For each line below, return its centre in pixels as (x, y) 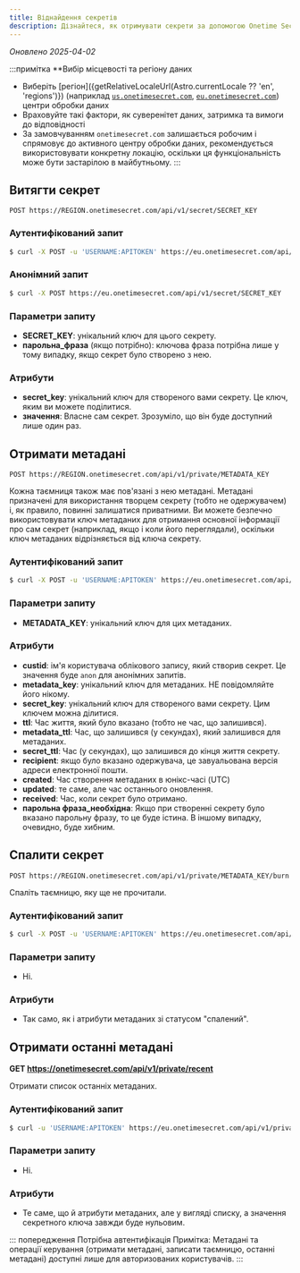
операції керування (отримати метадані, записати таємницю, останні (142, 1249)
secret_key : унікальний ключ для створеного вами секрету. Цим (146, 703)
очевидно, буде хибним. (69, 827)
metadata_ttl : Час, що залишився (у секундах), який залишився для (151, 732)
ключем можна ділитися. (70, 713)
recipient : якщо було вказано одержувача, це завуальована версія (150, 760)
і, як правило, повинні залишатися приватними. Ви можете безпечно (141, 510)
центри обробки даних (66, 105)
